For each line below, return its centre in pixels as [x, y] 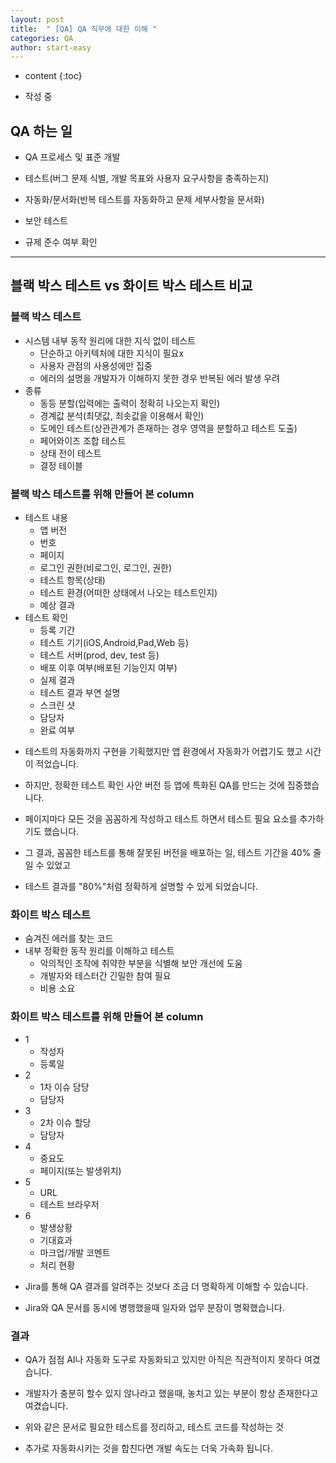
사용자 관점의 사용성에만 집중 [96, 365]
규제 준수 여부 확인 [61, 242]
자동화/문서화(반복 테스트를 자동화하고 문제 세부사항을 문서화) [144, 200]
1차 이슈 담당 [64, 1087]
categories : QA [42, 38]
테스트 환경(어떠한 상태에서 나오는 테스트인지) [128, 593]
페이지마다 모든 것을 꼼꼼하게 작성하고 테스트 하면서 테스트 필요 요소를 [161, 819]
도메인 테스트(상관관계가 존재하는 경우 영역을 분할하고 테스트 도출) [168, 428]
